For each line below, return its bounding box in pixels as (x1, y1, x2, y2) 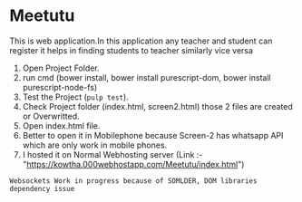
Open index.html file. (22, 120, 101, 131)
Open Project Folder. (22, 63, 100, 73)
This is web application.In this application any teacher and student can (9, 35, 273, 46)
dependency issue (9, 184, 75, 193)
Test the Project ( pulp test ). (22, 91, 129, 102)
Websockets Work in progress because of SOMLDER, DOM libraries (9, 176, 258, 186)
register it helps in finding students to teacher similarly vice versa (9, 44, 254, 55)
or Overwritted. (22, 111, 80, 121)
